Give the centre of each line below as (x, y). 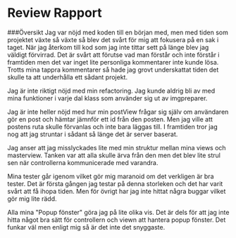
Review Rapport (55, 13)
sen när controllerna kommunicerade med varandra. (83, 162)
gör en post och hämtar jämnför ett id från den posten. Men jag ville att (110, 119)
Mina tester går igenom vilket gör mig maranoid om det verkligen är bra (111, 176)
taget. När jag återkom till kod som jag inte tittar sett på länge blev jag (108, 47)
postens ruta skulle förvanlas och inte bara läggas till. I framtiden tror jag (112, 126)
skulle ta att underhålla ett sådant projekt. (68, 77)
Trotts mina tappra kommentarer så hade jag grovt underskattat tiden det (113, 70)
